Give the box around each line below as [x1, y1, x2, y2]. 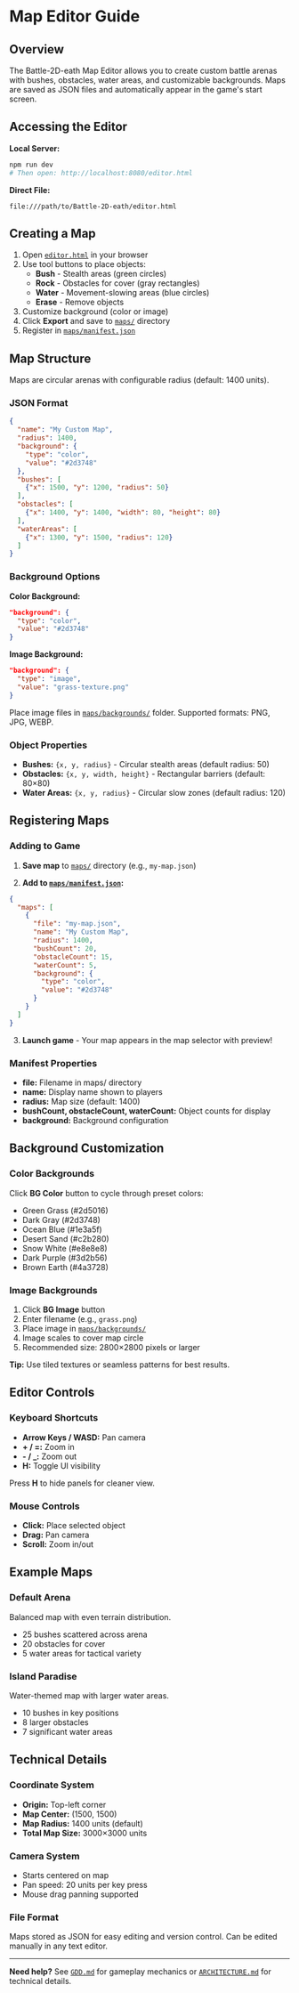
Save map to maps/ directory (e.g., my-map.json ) [21, 860, 197, 871]
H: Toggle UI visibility [21, 1460, 101, 1470]
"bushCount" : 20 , [32, 944, 98, 953]
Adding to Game [9, 839, 81, 852]
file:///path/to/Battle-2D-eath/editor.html [9, 202, 177, 211]
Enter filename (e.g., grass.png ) [21, 1313, 138, 1324]
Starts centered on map [21, 1869, 109, 1880]
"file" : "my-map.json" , [32, 920, 122, 928]
